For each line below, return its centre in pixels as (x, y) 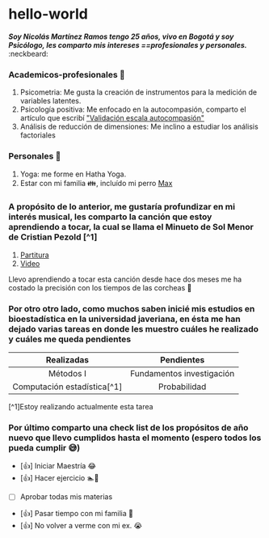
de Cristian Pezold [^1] (53, 237)
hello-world (48, 14)
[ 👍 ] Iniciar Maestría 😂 (58, 466)
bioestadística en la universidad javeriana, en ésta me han (124, 319)
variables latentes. (50, 101)
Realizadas (67, 360)
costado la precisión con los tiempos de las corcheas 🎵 (100, 287)
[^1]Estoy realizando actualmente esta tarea (81, 407)
